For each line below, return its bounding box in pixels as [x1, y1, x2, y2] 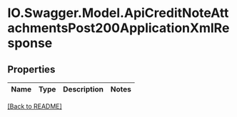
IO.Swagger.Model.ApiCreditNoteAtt [7, 5, 229, 21]
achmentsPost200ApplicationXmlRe [7, 20, 230, 36]
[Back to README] [7, 102, 62, 111]
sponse [7, 35, 53, 51]
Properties [7, 63, 56, 75]
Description [63, 84, 104, 94]
